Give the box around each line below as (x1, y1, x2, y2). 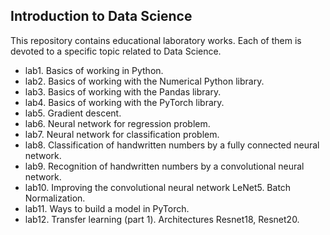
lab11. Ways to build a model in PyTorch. (24, 202, 190, 214)
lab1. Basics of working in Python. (24, 64, 164, 76)
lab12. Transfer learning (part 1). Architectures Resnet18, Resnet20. (24, 213, 300, 225)
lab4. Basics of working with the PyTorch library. (24, 96, 225, 108)
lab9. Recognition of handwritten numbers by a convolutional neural (24, 160, 305, 172)
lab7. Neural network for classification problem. (24, 128, 220, 140)
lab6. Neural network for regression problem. (24, 117, 211, 129)
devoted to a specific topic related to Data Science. (10, 45, 222, 57)
